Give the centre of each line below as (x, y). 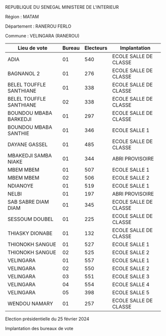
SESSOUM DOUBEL (31, 219)
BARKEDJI (20, 119)
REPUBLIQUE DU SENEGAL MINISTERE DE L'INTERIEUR (62, 7)
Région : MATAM (22, 17)
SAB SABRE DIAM (28, 202)
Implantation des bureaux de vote (39, 328)
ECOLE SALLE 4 (131, 284)
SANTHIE (19, 133)
